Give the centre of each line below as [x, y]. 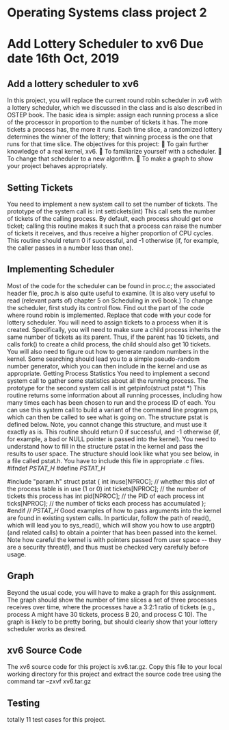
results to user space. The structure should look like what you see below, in [113, 454]
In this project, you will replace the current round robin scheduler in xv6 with [114, 100]
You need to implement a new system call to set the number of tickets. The [112, 204]
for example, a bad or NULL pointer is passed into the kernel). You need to [112, 439]
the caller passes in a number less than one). [70, 248]
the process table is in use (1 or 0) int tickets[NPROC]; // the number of [107, 488]
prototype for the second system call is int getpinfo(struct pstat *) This [107, 388]
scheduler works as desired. [47, 628]
